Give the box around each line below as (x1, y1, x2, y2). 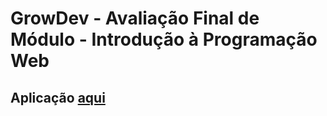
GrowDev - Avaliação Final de (10, 7, 260, 30)
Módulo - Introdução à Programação (10, 28, 318, 51)
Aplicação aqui (10, 89, 106, 106)
